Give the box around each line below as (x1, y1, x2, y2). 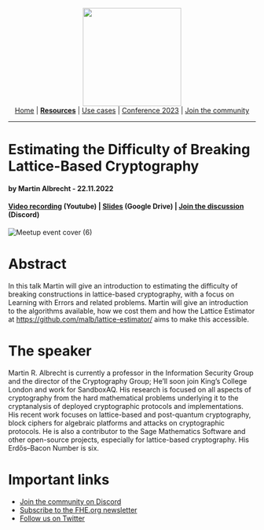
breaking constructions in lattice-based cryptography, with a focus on (8, 289, 234, 299)
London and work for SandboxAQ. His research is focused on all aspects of (8, 385, 251, 394)
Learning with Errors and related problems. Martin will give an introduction (8, 297, 249, 307)
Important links (8, 471, 110, 489)
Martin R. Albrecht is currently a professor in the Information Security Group (8, 368, 254, 377)
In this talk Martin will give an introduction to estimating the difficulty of (8, 281, 238, 290)
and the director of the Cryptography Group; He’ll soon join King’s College (8, 376, 247, 385)
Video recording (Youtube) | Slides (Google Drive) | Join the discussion (8, 201, 244, 212)
